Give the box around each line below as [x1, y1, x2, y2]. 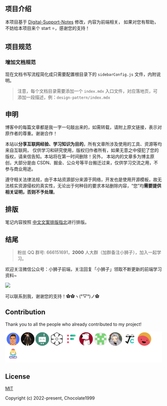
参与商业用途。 [5, 166, 36, 172]
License [5, 372, 30, 381]
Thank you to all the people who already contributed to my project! [5, 321, 142, 327]
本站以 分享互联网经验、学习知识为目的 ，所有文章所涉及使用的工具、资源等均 [5, 141, 162, 147]
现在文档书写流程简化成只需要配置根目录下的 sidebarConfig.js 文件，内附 [5, 71, 157, 77]
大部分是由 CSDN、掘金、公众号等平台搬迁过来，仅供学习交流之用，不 [13, 160, 158, 166]
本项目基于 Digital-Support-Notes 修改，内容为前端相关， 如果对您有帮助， [5, 19, 159, 25]
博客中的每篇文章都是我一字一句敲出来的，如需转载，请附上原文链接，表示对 [5, 124, 162, 131]
